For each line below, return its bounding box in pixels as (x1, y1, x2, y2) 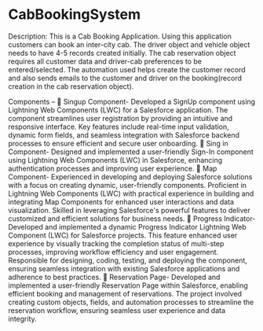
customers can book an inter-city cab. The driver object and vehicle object (8, 39, 250, 49)
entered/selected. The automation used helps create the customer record (8, 64, 246, 74)
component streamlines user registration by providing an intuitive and (8, 113, 233, 123)
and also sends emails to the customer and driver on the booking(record (8, 73, 242, 83)
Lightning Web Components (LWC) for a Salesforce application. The (8, 105, 228, 115)
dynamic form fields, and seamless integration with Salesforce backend (8, 130, 240, 139)
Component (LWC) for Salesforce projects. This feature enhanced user (8, 230, 238, 240)
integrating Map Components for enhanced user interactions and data (8, 197, 234, 206)
